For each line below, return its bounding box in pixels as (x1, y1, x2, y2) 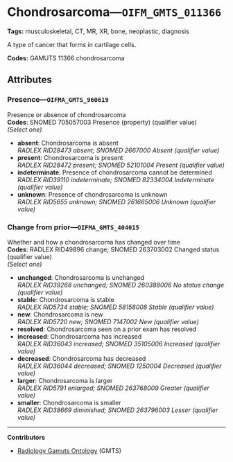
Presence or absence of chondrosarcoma (7, 110, 126, 118)
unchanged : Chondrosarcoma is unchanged (17, 273, 144, 281)
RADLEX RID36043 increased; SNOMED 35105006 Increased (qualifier (17, 339, 221, 348)
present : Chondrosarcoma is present (17, 153, 123, 161)
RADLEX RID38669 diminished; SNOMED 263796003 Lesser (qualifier (17, 406, 218, 414)
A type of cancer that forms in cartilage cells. (7, 40, 137, 48)
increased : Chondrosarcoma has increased (17, 332, 142, 340)
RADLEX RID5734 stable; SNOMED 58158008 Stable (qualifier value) (17, 303, 214, 311)
